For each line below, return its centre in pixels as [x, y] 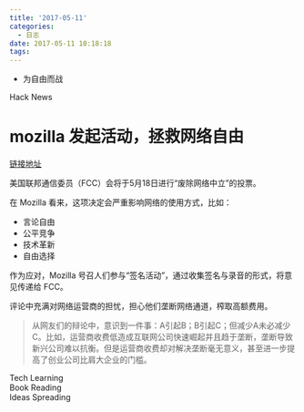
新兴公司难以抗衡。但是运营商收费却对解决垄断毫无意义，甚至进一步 [159, 348]
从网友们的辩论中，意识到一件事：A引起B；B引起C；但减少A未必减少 [161, 325]
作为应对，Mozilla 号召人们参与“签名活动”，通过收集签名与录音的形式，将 [147, 275]
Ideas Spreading [40, 397]
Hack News [31, 98]
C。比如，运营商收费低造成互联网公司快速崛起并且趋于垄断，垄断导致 [162, 337]
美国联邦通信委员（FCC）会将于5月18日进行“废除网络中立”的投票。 [135, 183]
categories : [32, 26]
